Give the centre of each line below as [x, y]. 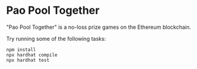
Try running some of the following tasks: [56, 38]
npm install [21, 49]
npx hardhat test [28, 60]
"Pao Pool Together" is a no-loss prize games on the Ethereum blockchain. [99, 27]
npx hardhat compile [32, 55]
